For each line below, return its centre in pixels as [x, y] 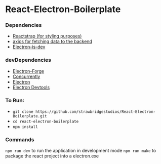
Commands [20, 139]
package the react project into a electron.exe [52, 156]
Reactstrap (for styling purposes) [47, 36]
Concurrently [26, 76]
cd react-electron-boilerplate [46, 122]
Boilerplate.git [30, 116]
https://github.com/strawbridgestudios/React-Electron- [95, 112]
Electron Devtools [31, 87]
